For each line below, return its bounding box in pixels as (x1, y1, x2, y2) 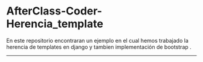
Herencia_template (6, 17, 104, 31)
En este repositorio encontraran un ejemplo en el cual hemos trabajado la (6, 37, 188, 44)
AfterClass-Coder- (6, 4, 103, 18)
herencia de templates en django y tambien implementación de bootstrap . (6, 43, 192, 51)
